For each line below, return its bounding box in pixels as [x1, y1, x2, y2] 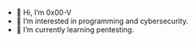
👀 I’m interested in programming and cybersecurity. [15, 16, 189, 26]
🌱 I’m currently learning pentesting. [15, 25, 134, 34]
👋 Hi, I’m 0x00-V [15, 8, 72, 17]
